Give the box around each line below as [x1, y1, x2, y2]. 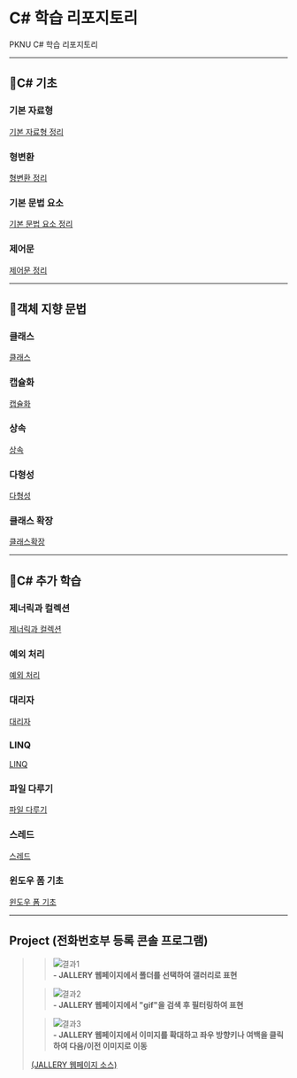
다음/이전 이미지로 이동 [69, 1040, 148, 1051]
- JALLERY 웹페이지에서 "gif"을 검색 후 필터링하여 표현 [52, 999, 244, 1010]
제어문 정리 [9, 265, 48, 275]
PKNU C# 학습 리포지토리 [9, 39, 99, 50]
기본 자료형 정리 [9, 126, 65, 137]
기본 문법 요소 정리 [9, 219, 73, 229]
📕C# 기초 [9, 76, 57, 91]
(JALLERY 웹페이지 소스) [30, 1059, 118, 1070]
